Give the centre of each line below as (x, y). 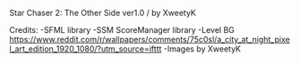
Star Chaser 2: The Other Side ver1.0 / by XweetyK (103, 13)
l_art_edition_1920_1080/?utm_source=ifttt (86, 49)
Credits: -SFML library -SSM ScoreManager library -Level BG (122, 30)
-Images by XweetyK (202, 49)
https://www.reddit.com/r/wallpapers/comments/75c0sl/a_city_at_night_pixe (150, 39)
